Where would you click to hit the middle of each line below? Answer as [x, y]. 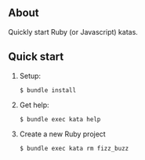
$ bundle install [48, 90]
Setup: [30, 76]
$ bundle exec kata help [60, 119]
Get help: [34, 105]
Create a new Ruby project [62, 134]
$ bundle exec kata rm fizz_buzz [74, 148]
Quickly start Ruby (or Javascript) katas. [73, 32]
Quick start [36, 57]
